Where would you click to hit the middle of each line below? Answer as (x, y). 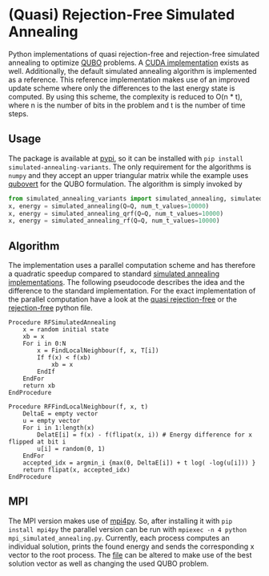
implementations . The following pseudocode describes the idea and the (127, 282)
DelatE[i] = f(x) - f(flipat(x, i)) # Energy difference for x (145, 435)
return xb (39, 386)
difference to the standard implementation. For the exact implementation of (132, 291)
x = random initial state (66, 330)
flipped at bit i (37, 442)
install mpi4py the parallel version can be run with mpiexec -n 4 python (127, 529)
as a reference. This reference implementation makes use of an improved (129, 79)
